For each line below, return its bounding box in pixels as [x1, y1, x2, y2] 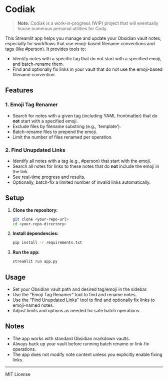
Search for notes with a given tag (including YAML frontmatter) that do [12, 112, 157, 118]
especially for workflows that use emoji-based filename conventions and [5, 40, 155, 46]
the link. [12, 168, 29, 174]
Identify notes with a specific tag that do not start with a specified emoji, [12, 55, 161, 61]
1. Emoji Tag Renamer [5, 101, 58, 108]
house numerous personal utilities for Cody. [17, 25, 107, 31]
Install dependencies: [12, 230, 59, 236]
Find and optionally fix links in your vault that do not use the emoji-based [12, 66, 163, 72]
